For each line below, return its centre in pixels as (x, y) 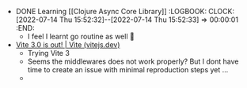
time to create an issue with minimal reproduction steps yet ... (128, 70)
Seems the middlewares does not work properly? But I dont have (133, 61)
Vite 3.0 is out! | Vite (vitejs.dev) (68, 45)
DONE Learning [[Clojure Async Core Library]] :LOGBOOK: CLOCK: (125, 11)
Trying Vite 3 (48, 53)
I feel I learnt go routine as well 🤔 (81, 36)
